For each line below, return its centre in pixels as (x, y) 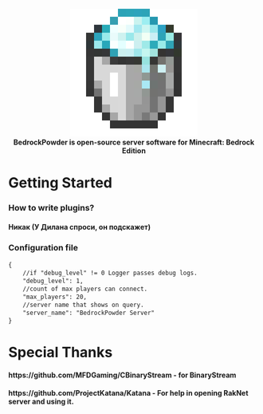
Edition (134, 151)
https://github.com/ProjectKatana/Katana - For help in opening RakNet (128, 393)
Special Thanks (61, 353)
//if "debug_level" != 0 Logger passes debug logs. (110, 273)
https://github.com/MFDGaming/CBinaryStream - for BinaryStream (122, 375)
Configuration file (43, 247)
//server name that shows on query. (84, 305)
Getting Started (61, 183)
